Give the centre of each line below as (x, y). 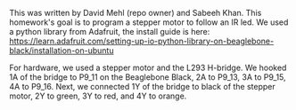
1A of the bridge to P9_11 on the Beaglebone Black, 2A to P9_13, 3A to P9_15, (148, 77)
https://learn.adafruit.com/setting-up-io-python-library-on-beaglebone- (142, 41)
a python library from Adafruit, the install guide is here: (110, 31)
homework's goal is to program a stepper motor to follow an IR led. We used (149, 22)
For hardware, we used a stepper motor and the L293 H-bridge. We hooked (148, 67)
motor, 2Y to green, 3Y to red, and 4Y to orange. (98, 96)
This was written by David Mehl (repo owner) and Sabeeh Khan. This (136, 13)
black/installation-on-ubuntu (62, 51)
